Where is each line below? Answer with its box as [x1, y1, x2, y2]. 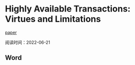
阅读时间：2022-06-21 [5, 39, 50, 45]
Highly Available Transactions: [5, 3, 131, 14]
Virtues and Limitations [5, 13, 101, 25]
